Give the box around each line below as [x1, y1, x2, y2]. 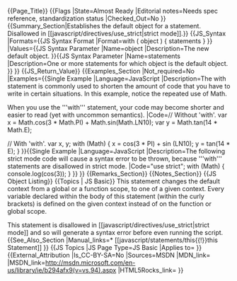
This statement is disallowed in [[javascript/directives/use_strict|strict [7, 221, 210, 229]
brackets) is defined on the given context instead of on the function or [7, 200, 212, 208]
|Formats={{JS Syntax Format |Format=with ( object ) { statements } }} [7, 37, 213, 45]
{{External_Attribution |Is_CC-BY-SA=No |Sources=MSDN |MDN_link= [7, 251, 211, 259]
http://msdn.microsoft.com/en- [45, 258, 136, 267]
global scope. [7, 207, 47, 215]
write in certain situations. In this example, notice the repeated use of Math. [7, 89, 228, 98]
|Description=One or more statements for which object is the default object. [7, 59, 229, 67]
